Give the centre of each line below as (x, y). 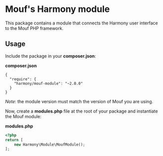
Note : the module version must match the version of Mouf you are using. (79, 101)
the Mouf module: (23, 116)
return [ (14, 140)
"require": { (23, 79)
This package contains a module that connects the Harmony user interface (81, 23)
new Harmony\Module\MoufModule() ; (50, 145)
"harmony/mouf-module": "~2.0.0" (49, 83)
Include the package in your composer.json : (51, 56)
